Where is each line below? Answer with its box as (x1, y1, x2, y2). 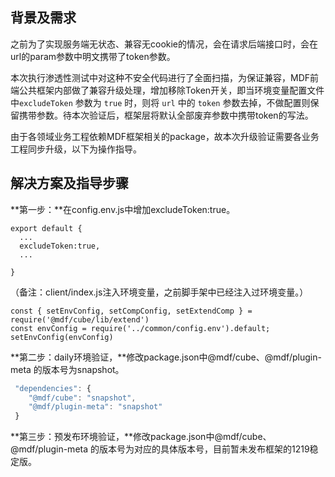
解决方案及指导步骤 (10, 175, 129, 192)
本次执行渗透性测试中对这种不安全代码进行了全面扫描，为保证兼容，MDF (10, 71, 311, 83)
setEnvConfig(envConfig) (10, 332, 114, 342)
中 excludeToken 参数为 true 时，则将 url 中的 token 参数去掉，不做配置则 (10, 96, 311, 108)
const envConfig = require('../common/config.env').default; (10, 323, 271, 333)
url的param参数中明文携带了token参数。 (10, 50, 176, 62)
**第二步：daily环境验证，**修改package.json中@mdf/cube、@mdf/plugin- (10, 351, 322, 363)
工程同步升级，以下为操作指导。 (10, 143, 142, 155)
